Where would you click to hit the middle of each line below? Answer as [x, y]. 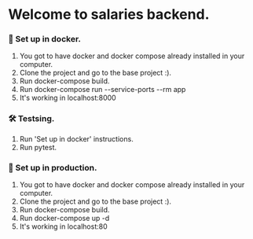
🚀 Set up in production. [53, 167]
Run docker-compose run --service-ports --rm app [103, 90]
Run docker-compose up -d [64, 219]
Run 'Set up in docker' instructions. [76, 138]
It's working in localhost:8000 [68, 98]
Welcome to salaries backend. [109, 15]
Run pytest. [38, 147]
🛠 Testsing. [31, 119]
